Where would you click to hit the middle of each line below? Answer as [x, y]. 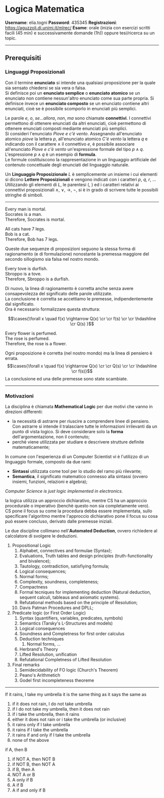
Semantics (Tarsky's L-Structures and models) [66, 623]
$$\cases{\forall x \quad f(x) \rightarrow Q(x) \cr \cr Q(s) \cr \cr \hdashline [82, 366]
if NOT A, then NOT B [33, 759]
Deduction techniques [42, 639]
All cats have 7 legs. [25, 229]
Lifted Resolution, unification [48, 654]
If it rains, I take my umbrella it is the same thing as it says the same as [76, 694]
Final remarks [26, 665]
